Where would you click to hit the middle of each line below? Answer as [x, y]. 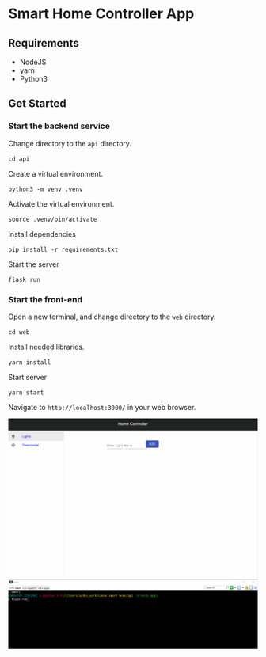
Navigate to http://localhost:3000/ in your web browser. [102, 407]
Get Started [37, 104]
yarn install [30, 362]
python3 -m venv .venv [46, 189]
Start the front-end [46, 299]
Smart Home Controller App [101, 14]
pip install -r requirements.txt [63, 249]
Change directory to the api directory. [70, 143]
